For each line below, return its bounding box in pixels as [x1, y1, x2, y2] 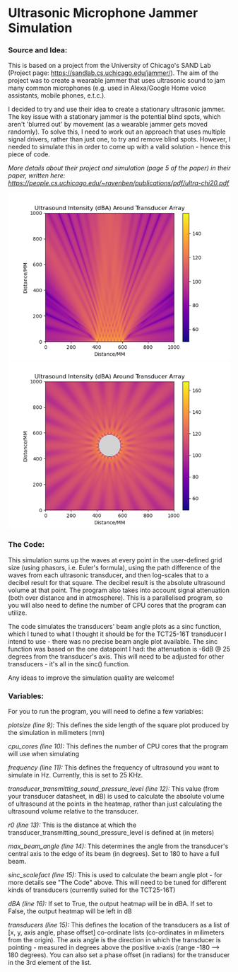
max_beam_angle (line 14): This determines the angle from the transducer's [8, 842, 229, 850]
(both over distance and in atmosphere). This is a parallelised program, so [8, 593, 223, 602]
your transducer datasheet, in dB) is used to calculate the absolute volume [8, 792, 225, 801]
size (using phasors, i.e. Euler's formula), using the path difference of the [8, 563, 221, 572]
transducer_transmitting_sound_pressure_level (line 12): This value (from [8, 785, 220, 793]
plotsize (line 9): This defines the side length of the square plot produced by [8, 721, 230, 729]
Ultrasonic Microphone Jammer [8, 5, 198, 21]
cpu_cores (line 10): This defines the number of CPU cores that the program [8, 742, 229, 751]
